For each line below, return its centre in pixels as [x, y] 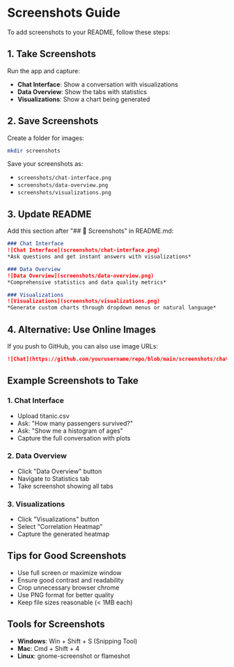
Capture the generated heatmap [63, 534]
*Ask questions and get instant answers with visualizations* [99, 256]
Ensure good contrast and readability [70, 580]
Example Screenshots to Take [73, 381]
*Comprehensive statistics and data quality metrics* [87, 282]
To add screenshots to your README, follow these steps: [89, 32]
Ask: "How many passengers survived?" [75, 423]
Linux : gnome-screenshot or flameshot [73, 656]
